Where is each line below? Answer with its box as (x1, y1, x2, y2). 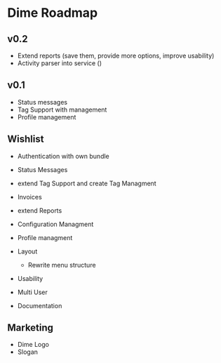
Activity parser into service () (17, 59, 102, 67)
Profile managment (17, 233, 73, 242)
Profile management (17, 112, 76, 121)
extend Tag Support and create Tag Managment (17, 179, 156, 187)
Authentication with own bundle (17, 152, 110, 160)
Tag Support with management (17, 105, 107, 114)
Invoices (17, 192, 42, 201)
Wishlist (7, 133, 44, 145)
